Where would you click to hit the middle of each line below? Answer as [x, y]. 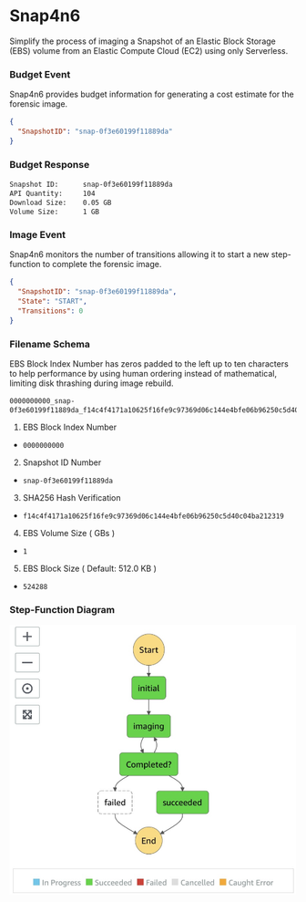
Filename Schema [50, 344]
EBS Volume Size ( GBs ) [69, 534]
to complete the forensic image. [102, 264]
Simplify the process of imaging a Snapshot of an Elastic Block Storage [143, 41]
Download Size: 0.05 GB [61, 203]
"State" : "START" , [53, 302]
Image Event [38, 235]
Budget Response [50, 164]
